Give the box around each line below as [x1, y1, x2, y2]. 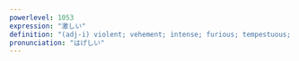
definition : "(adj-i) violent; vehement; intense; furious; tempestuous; [9, 30, 292, 39]
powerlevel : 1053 [9, 13, 75, 22]
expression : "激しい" [9, 22, 86, 30]
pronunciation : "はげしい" [9, 38, 105, 48]
